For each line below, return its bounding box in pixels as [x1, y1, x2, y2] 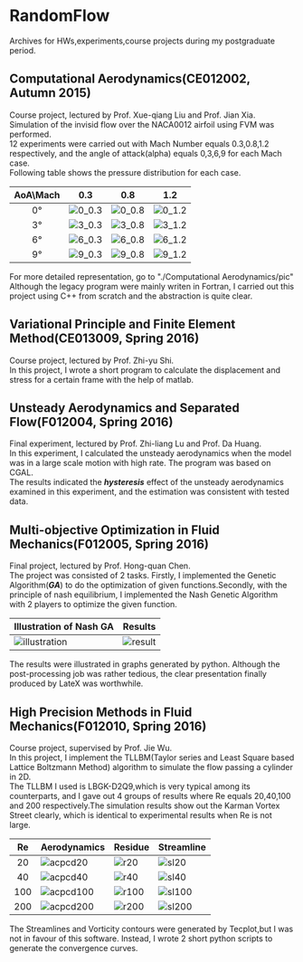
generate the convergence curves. [9, 943, 138, 953]
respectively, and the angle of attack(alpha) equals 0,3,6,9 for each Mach [9, 148, 282, 158]
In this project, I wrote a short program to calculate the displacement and [9, 364, 281, 376]
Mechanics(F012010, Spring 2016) [9, 719, 207, 734]
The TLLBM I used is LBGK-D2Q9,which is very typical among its [9, 781, 251, 792]
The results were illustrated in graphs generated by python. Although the [9, 659, 280, 670]
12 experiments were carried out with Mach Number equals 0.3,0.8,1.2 [9, 138, 270, 149]
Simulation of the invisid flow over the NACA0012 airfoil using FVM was [9, 119, 275, 129]
